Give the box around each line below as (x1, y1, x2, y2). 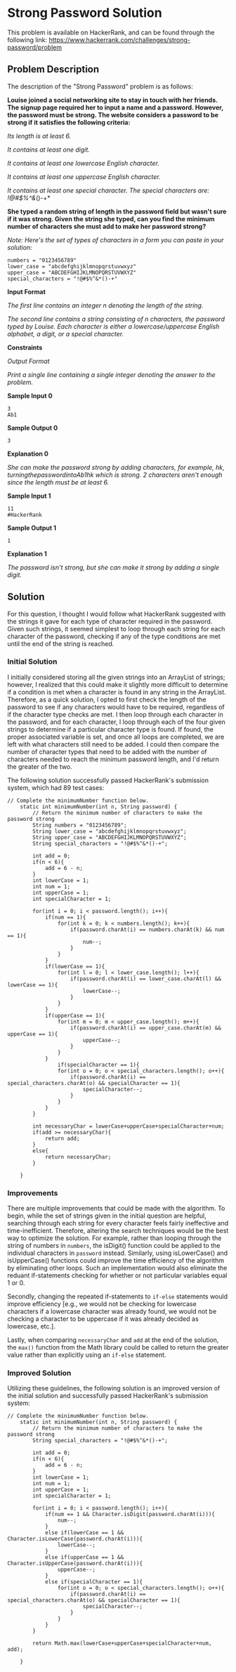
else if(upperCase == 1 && (44, 1554, 124, 1561)
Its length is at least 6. (7, 131, 72, 140)
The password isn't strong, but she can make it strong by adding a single (7, 563, 220, 572)
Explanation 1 (7, 549, 47, 558)
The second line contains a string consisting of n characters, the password (7, 315, 225, 323)
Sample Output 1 (7, 523, 56, 532)
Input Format (7, 287, 46, 296)
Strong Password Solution (7, 5, 163, 21)
